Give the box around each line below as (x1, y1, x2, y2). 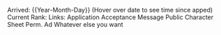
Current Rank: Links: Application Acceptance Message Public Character (7, 13, 214, 21)
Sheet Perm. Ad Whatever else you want (7, 21, 123, 28)
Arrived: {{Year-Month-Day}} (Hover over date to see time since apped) (7, 6, 213, 14)
